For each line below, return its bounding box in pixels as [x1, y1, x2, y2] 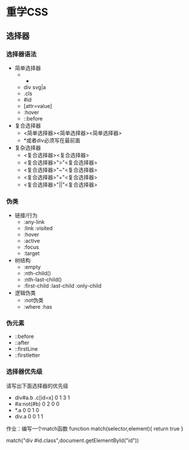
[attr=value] [23, 102, 53, 109]
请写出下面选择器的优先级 [6, 382, 69, 389]
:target [23, 250, 40, 257]
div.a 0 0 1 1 [14, 413, 43, 420]
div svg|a [23, 83, 46, 90]
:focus [23, 243, 40, 251]
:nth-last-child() [23, 276, 62, 283]
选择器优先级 [6, 367, 43, 376]
